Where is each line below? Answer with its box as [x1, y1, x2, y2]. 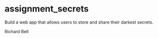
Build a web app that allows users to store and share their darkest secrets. [4, 19, 154, 25]
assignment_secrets [4, 3, 89, 14]
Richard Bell [4, 28, 29, 34]
